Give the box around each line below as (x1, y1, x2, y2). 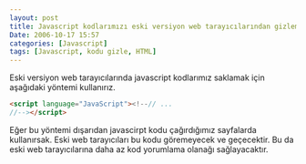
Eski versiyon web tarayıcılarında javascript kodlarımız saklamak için (9, 72, 266, 83)
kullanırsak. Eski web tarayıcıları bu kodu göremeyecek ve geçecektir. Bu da (9, 134, 294, 145)
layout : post (9, 13, 59, 23)
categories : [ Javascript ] (9, 38, 107, 48)
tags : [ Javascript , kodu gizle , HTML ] (9, 47, 157, 56)
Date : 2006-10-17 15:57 (9, 30, 100, 39)
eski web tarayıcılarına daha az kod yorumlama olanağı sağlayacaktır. (9, 143, 269, 155)
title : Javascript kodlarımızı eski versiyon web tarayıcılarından (9, 22, 271, 31)
